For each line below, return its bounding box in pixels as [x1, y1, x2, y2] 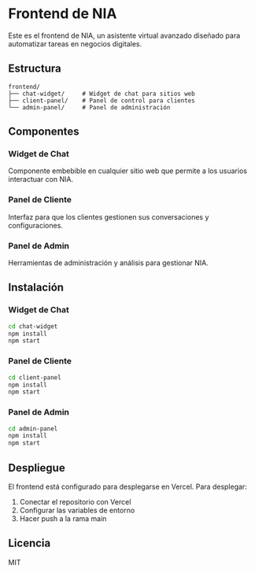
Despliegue [8, 461, 65, 475]
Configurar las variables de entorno [19, 505, 135, 515]
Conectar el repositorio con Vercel [19, 497, 131, 506]
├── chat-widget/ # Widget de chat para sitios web [8, 90, 195, 98]
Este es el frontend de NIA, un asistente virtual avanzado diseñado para [8, 31, 241, 40]
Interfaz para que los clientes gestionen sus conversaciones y [8, 212, 209, 221]
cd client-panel [8, 373, 61, 382]
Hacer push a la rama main [19, 514, 107, 523]
